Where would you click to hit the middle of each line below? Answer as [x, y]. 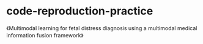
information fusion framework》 [45, 35]
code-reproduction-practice [80, 11]
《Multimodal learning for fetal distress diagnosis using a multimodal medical [102, 28]
